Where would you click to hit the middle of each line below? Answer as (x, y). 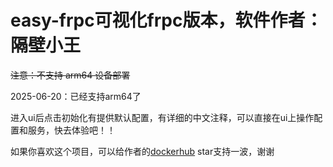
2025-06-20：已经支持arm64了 (76, 96)
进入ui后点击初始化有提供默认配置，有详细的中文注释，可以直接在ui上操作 (162, 117)
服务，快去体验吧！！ (71, 130)
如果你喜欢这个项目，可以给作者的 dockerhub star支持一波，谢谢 (142, 151)
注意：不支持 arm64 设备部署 (70, 75)
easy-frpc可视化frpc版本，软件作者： (166, 20)
